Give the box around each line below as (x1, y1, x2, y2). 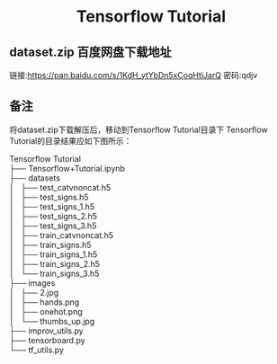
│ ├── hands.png (9, 297, 80, 307)
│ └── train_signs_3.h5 (9, 268, 100, 279)
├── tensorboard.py (9, 334, 85, 345)
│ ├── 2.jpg (9, 287, 59, 297)
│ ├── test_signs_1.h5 (9, 200, 95, 212)
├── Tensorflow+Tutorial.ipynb (9, 163, 126, 173)
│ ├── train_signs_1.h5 (9, 249, 98, 260)
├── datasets (9, 173, 61, 183)
